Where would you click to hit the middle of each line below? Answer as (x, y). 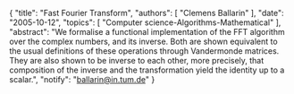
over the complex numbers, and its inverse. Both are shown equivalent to (144, 41)
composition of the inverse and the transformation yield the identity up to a (147, 70)
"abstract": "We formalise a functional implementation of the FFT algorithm (147, 32)
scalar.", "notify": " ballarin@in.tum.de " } (82, 79)
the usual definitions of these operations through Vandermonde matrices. (144, 51)
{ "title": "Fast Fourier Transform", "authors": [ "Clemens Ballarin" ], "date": (147, 13)
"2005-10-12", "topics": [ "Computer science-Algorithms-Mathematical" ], (145, 22)
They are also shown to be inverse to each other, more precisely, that (137, 60)
